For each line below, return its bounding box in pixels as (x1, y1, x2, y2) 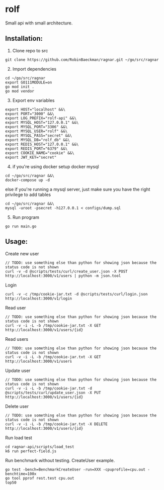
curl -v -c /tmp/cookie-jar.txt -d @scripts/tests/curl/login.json (5, 292, 148, 296)
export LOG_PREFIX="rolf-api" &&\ (5, 115, 77, 120)
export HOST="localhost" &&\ (5, 107, 66, 112)
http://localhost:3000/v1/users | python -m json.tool (5, 273, 121, 278)
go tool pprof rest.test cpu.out (5, 476, 75, 481)
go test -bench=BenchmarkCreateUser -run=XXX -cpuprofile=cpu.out (5, 467, 146, 472)
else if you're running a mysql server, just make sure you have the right (5, 186, 151, 192)
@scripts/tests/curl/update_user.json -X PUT (5, 390, 101, 395)
